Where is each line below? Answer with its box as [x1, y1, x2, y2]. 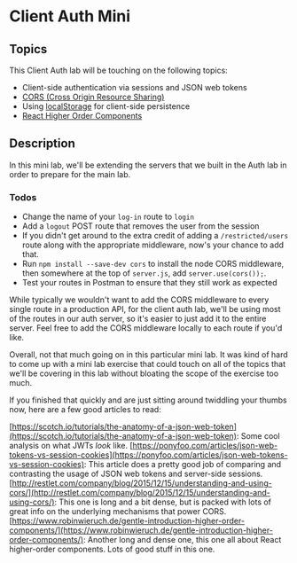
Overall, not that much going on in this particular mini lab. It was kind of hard [9, 349, 288, 360]
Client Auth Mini [9, 6, 131, 27]
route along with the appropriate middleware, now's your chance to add [21, 239, 285, 250]
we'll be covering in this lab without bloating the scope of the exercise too [9, 368, 279, 379]
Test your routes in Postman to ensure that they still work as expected [21, 278, 277, 288]
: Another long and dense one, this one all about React [82, 535, 282, 545]
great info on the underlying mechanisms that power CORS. [9, 506, 227, 517]
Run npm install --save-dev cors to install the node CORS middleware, [21, 259, 285, 270]
